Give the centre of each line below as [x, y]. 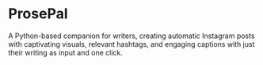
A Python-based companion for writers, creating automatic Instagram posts [131, 36]
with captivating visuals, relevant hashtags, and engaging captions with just [131, 44]
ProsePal [38, 14]
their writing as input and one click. [65, 52]
